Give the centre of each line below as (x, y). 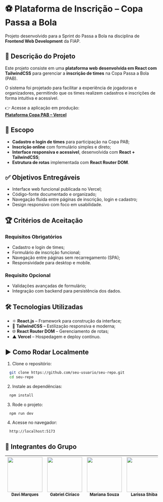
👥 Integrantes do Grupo (41, 446)
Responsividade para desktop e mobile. (51, 263)
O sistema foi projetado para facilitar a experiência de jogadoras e (71, 88)
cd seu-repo (22, 377)
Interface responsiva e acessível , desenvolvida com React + (73, 152)
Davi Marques (25, 494)
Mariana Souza (105, 494)
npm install (22, 395)
